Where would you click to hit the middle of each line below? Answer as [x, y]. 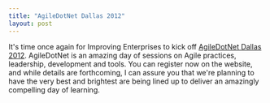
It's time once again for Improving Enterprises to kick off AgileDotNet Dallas [135, 46]
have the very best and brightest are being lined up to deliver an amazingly [134, 81]
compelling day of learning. [54, 89]
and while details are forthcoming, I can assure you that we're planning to [131, 72]
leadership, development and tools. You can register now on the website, [131, 64]
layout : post [30, 24]
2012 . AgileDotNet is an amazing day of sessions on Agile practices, [123, 55]
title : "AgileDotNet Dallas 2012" [67, 16]
